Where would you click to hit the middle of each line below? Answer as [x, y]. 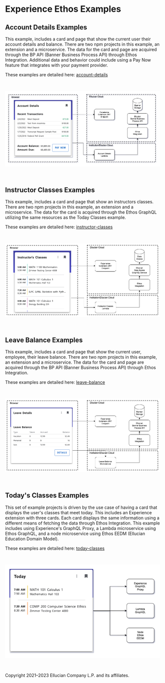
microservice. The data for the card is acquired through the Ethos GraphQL [81, 212]
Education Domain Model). [32, 539]
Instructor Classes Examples [50, 190]
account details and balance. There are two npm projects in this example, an [82, 44]
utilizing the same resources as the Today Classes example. [66, 217]
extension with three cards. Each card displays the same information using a [82, 518]
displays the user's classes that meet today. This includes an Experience [79, 512]
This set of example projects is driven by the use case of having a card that [81, 507]
